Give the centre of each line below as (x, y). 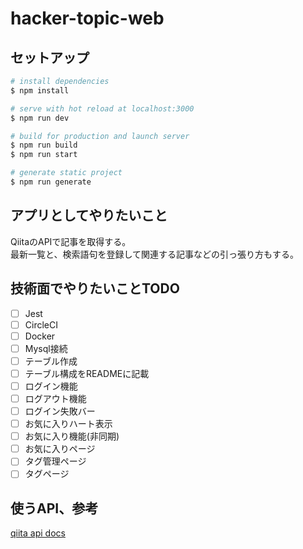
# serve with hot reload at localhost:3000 (102, 108)
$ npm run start (44, 155)
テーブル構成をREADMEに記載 (87, 373)
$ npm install (40, 90)
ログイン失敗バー (60, 411)
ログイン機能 (51, 386)
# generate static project (66, 173)
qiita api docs (38, 533)
